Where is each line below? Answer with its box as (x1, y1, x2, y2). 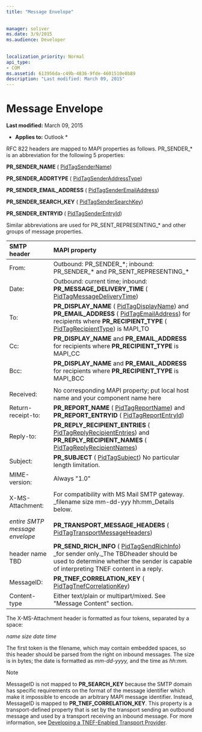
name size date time (6, 633, 57, 640)
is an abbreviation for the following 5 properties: (6, 152, 125, 159)
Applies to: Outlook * (14, 134, 68, 141)
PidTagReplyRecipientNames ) (53, 444, 138, 452)
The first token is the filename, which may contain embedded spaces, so (6, 645, 186, 652)
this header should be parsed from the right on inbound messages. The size (6, 651, 195, 658)
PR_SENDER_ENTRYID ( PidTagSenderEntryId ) (6, 210, 122, 217)
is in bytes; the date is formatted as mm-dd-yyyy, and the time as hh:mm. (6, 657, 188, 665)
